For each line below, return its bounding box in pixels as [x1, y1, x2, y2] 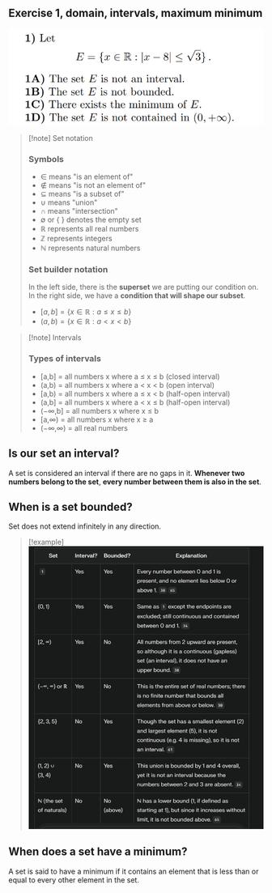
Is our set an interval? [8, 447, 120, 461]
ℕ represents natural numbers [40, 243, 141, 253]
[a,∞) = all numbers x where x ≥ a [40, 415, 154, 424]
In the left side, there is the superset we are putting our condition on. [28, 283, 259, 292]
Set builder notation [28, 264, 108, 275]
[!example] [28, 538, 65, 547]
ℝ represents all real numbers [40, 224, 139, 234]
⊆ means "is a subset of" [40, 189, 125, 199]
